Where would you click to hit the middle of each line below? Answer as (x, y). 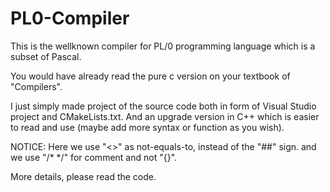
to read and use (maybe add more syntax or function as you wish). (147, 127)
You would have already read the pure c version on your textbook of (150, 76)
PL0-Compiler (70, 18)
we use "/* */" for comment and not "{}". (94, 157)
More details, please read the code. (83, 176)
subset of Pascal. (46, 56)
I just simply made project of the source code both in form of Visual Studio (163, 106)
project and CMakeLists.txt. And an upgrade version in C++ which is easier (165, 116)
